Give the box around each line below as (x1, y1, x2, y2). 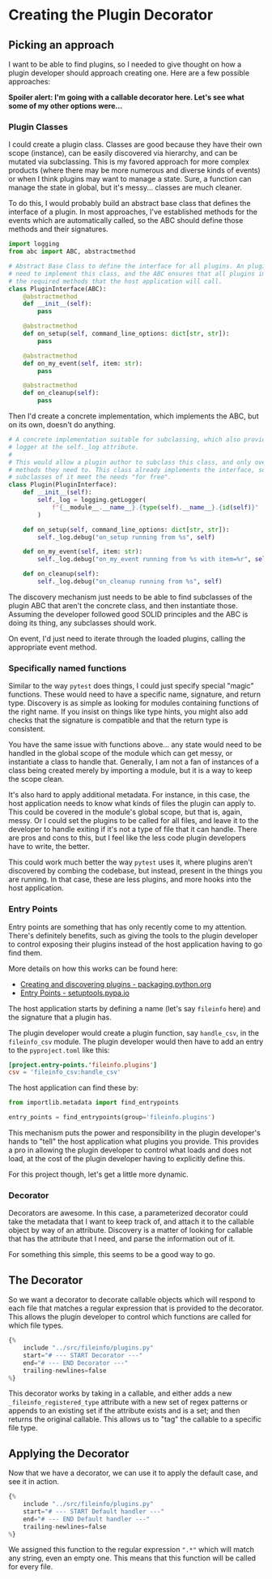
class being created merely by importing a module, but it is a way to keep (8, 766, 253, 775)
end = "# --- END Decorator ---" (23, 1358, 129, 1367)
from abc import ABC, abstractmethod (8, 247, 136, 256)
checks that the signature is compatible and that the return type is (8, 715, 228, 725)
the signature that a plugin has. (8, 1012, 112, 1022)
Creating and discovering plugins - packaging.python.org (19, 979, 212, 989)
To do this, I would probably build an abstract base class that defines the (8, 199, 251, 208)
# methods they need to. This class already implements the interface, (8, 466, 255, 474)
